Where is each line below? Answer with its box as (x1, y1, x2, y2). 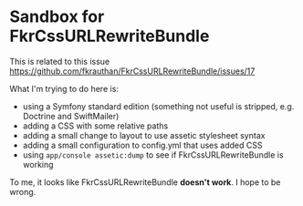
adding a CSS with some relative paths (22, 120, 169, 131)
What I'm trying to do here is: (9, 83, 119, 94)
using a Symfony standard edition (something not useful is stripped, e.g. (22, 100, 295, 111)
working (22, 159, 54, 170)
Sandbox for (9, 6, 105, 27)
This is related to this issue (9, 56, 110, 67)
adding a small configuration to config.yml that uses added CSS (22, 139, 263, 150)
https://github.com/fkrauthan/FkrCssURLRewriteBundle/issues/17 (9, 66, 256, 77)
